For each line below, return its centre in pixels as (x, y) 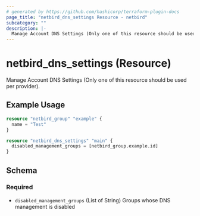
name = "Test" (29, 124)
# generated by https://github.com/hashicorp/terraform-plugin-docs (93, 12)
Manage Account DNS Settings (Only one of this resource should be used (96, 80)
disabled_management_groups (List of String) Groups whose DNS (93, 200)
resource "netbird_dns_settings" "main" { (60, 141)
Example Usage (36, 105)
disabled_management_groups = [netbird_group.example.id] (85, 146)
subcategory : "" (26, 23)
